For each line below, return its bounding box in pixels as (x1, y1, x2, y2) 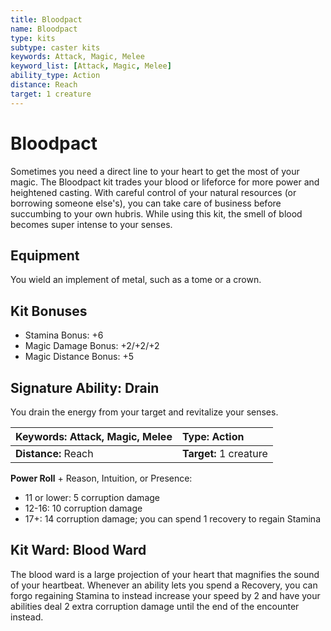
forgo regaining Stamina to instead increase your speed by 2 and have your (10, 589, 321, 601)
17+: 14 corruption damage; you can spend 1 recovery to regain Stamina (24, 513, 321, 525)
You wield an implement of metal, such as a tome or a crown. (10, 274, 262, 286)
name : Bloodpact (10, 24, 78, 34)
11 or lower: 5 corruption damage (24, 492, 160, 503)
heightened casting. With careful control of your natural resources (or (10, 186, 297, 198)
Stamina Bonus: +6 (24, 329, 104, 341)
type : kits (10, 33, 56, 43)
